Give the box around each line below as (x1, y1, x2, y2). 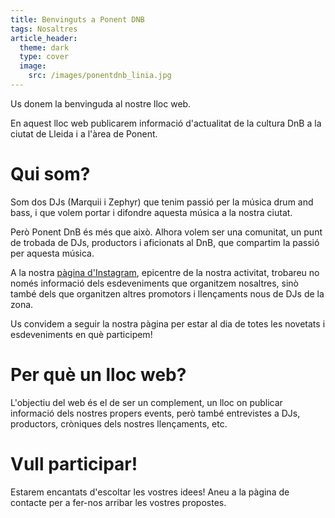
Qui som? (10, 163, 91, 186)
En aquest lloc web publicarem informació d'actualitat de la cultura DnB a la (10, 117, 322, 129)
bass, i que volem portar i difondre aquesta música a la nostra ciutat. (10, 206, 293, 218)
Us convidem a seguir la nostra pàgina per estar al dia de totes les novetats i (10, 317, 326, 330)
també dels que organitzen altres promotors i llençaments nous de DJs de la (10, 287, 325, 300)
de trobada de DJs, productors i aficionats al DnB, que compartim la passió (10, 236, 320, 248)
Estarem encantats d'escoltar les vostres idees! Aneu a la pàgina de (10, 486, 290, 498)
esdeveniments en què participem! (10, 328, 153, 340)
